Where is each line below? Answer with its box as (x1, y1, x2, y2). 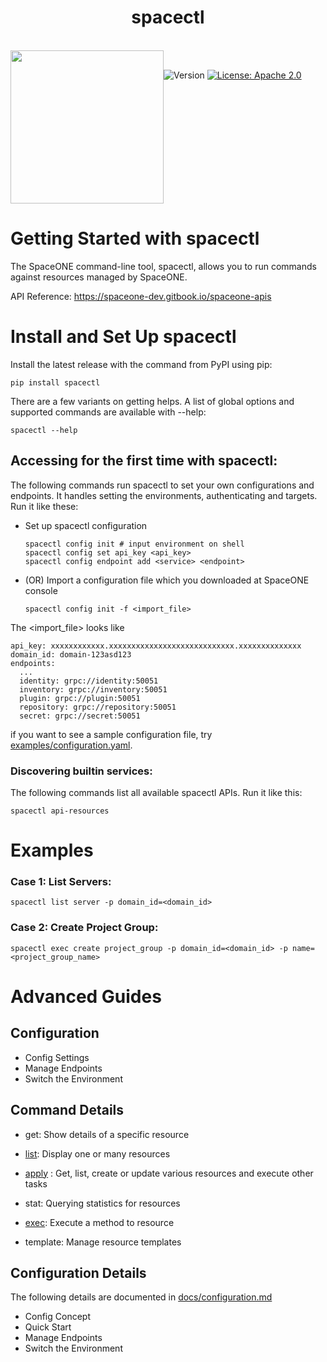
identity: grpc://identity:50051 (19, 676, 159, 686)
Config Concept (24, 1311, 91, 1323)
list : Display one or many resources (24, 1147, 171, 1160)
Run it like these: (10, 500, 79, 512)
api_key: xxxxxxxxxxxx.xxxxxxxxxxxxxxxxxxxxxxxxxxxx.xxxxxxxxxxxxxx (10, 641, 302, 651)
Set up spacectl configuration (24, 519, 148, 531)
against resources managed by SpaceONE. (10, 271, 188, 283)
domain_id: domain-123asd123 (10, 649, 132, 660)
